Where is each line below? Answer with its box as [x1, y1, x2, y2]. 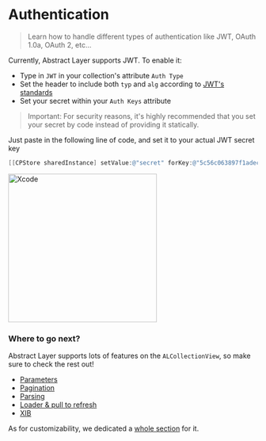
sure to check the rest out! [8, 359, 94, 369]
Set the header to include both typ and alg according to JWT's [19, 79, 225, 89]
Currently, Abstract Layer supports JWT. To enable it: [8, 55, 182, 65]
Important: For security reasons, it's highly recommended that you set [27, 111, 256, 120]
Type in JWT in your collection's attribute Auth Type [19, 70, 184, 80]
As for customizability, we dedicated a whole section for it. [8, 424, 199, 433]
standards [19, 87, 53, 97]
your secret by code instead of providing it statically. [27, 120, 199, 129]
